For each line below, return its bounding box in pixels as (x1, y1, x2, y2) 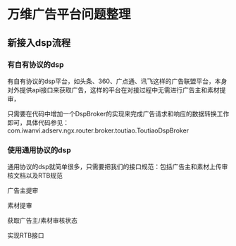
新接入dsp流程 (7, 37, 71, 49)
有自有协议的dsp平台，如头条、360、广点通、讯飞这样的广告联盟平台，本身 (7, 77, 228, 85)
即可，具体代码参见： (7, 118, 69, 127)
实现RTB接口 (7, 231, 44, 240)
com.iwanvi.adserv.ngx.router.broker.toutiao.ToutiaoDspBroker (7, 126, 189, 135)
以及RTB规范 (25, 171, 63, 180)
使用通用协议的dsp (7, 145, 72, 155)
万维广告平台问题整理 (7, 6, 132, 23)
